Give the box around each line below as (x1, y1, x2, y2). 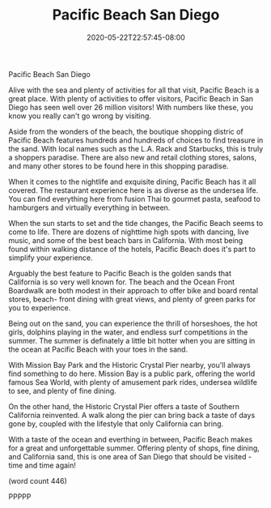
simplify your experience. (8, 253, 93, 263)
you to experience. (8, 302, 71, 313)
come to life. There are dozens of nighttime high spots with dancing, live (8, 227, 249, 237)
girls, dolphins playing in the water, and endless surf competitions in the (8, 327, 248, 337)
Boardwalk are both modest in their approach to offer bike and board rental (8, 285, 259, 295)
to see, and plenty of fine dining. (8, 386, 117, 395)
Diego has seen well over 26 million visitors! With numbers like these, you (8, 102, 253, 112)
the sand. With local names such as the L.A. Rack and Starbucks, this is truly (8, 143, 264, 153)
